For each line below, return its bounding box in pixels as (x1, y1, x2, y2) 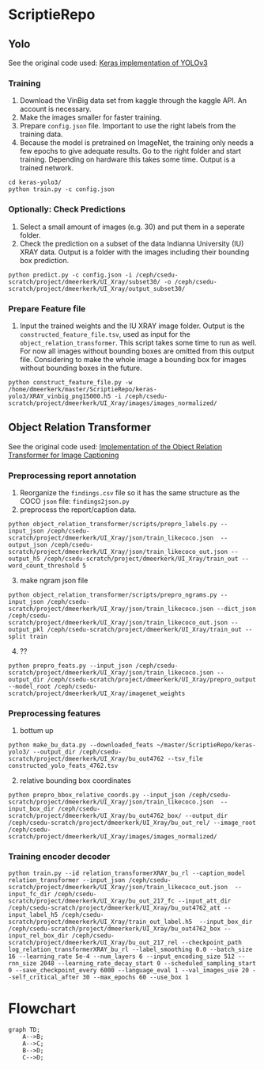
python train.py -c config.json (8, 185, 115, 193)
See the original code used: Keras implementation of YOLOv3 (8, 58, 208, 67)
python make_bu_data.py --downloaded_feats (8, 741, 154, 750)
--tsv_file (167, 755, 203, 763)
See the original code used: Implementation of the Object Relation (8, 441, 223, 451)
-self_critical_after (8, 973, 80, 981)
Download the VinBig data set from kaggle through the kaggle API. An (19, 96, 247, 105)
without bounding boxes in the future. (19, 363, 142, 372)
